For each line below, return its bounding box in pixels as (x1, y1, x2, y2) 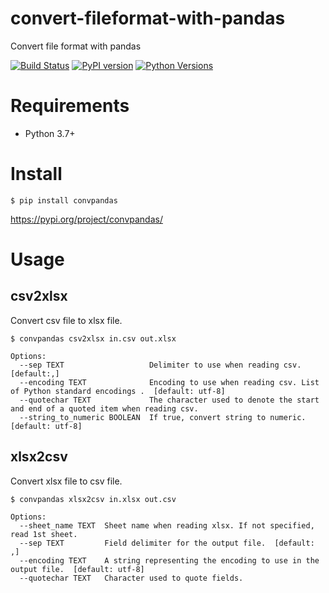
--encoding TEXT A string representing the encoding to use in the (19, 555, 320, 566)
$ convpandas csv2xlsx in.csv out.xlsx (10, 333, 177, 344)
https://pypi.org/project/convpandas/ (10, 213, 163, 225)
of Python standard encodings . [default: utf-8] (10, 386, 226, 396)
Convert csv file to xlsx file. (10, 314, 123, 326)
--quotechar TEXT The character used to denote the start (19, 395, 320, 405)
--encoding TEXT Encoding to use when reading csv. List (19, 377, 320, 387)
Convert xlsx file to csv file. (10, 475, 123, 487)
